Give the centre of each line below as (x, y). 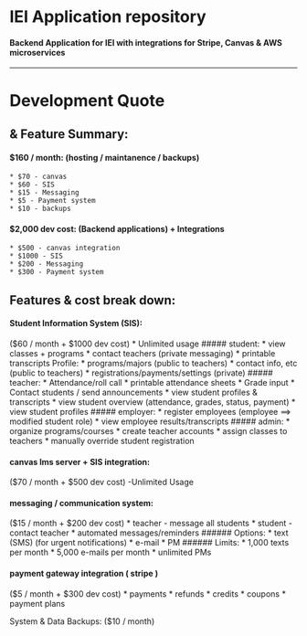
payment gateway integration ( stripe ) (84, 573)
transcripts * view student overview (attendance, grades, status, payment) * (153, 402)
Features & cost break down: (93, 300)
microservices (37, 52)
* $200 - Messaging (47, 264)
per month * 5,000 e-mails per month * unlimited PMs (111, 552)
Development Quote (87, 100)
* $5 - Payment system (53, 201)
